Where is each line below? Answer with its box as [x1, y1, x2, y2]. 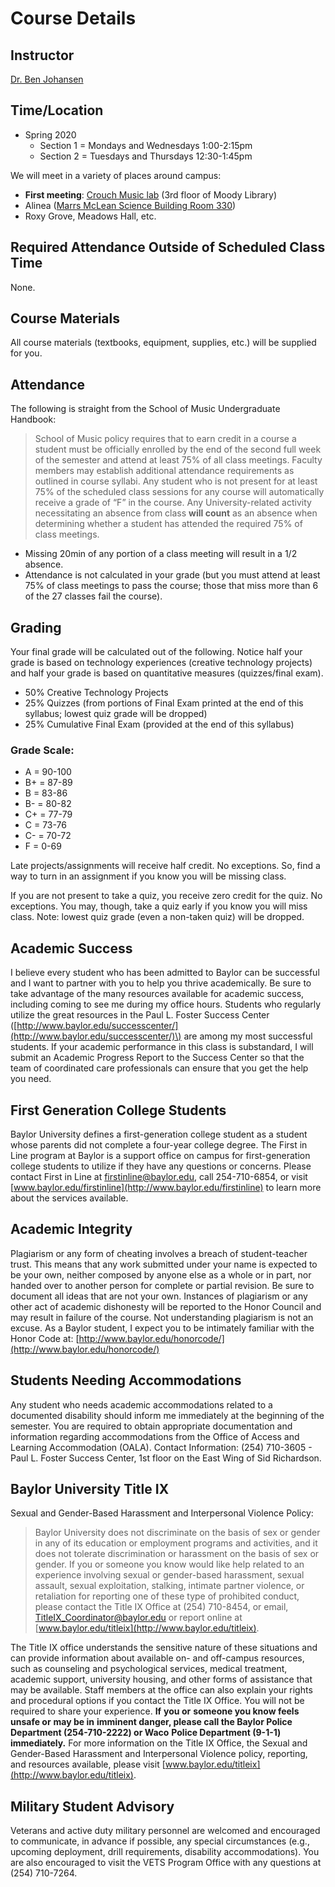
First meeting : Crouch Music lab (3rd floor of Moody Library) [24, 188, 278, 201]
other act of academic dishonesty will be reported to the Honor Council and [10, 1300, 322, 1312]
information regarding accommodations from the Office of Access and [10, 1430, 300, 1442]
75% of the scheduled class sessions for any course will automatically [34, 486, 325, 498]
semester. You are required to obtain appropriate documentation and [10, 1420, 293, 1432]
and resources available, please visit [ [10, 1758, 166, 1771]
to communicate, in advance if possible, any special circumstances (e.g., [10, 1835, 310, 1847]
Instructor [10, 47, 75, 64]
